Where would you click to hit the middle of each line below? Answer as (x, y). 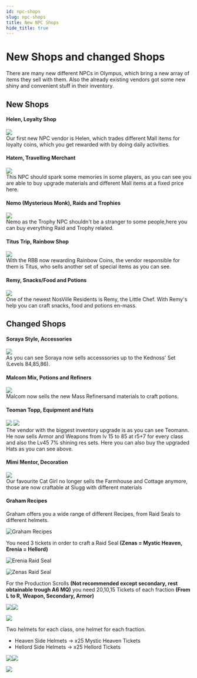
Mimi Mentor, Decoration (37, 462)
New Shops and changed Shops (86, 57)
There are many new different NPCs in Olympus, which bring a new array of (98, 74)
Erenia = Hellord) (27, 549)
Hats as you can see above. (40, 449)
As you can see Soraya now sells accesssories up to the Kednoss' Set (91, 358)
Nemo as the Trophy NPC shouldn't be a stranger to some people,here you (97, 222)
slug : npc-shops (26, 17)
